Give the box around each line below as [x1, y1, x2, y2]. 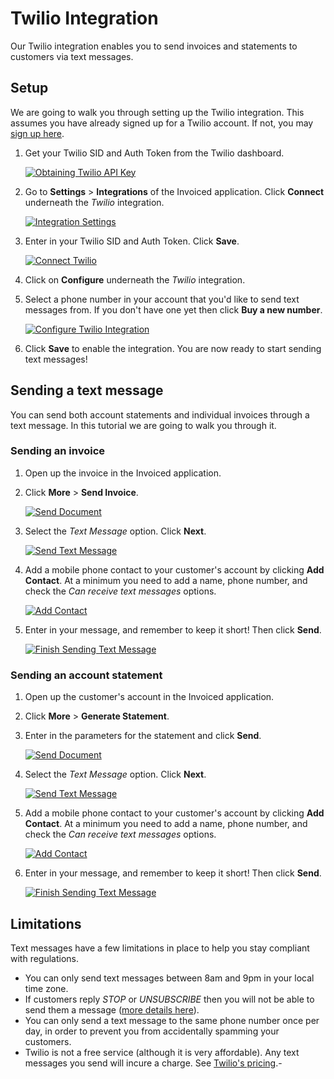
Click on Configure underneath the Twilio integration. [24, 273, 246, 286]
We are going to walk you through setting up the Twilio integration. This [10, 106, 305, 118]
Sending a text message [10, 382, 164, 399]
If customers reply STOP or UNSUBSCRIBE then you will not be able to [24, 993, 315, 1005]
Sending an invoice [10, 444, 106, 458]
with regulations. [10, 952, 80, 964]
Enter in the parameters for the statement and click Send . [24, 730, 262, 742]
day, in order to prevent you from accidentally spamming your [24, 1025, 280, 1037]
